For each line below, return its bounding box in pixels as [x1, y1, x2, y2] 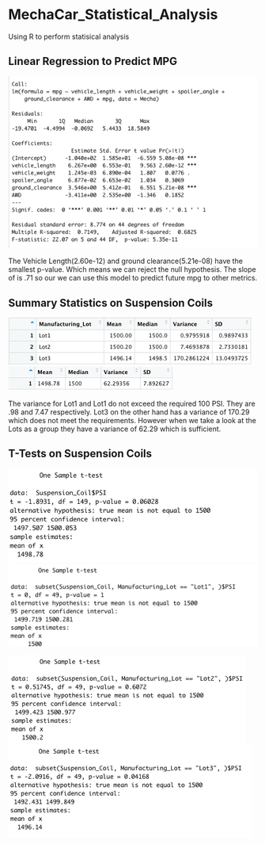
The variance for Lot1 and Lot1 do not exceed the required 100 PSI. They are [8, 399, 256, 408]
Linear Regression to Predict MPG [8, 55, 178, 68]
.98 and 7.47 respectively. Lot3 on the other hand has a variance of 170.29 [8, 407, 250, 417]
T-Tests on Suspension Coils [8, 447, 153, 460]
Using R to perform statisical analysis [8, 32, 130, 41]
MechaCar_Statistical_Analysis [8, 6, 218, 24]
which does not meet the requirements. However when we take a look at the [8, 415, 257, 425]
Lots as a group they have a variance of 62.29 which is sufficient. [8, 424, 221, 433]
